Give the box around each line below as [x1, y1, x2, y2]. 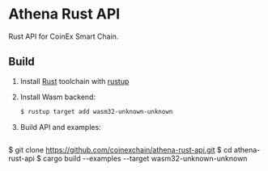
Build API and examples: [19, 122, 101, 131]
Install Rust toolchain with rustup [19, 76, 130, 85]
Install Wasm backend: [19, 92, 96, 102]
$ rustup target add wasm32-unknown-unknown [19, 107, 173, 115]
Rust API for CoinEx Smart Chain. [8, 31, 119, 41]
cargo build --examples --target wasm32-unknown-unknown [43, 153, 248, 163]
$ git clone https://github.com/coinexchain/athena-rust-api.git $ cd [8, 144, 232, 154]
